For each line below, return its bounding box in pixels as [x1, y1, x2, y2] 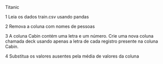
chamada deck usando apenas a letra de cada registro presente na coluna [5, 38, 158, 44]
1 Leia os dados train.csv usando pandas [5, 14, 89, 19]
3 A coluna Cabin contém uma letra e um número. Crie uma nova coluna [5, 33, 154, 39]
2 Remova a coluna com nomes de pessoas [5, 23, 95, 29]
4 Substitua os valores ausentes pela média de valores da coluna [5, 53, 139, 59]
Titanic [5, 4, 19, 10]
